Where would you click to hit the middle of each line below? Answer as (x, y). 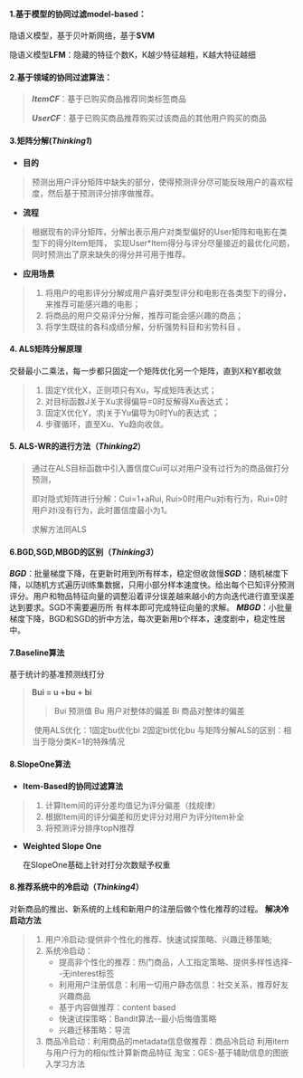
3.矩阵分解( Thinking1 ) (51, 141)
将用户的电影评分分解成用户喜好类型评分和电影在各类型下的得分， (168, 292)
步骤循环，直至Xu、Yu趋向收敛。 (107, 424)
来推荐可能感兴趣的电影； (93, 304)
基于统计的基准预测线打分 (57, 674)
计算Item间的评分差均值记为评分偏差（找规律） (133, 805)
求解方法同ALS (59, 529)
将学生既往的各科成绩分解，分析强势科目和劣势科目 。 (145, 327)
